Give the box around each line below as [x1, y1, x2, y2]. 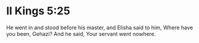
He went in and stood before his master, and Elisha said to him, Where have [6, 24, 194, 31]
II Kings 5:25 [6, 4, 70, 18]
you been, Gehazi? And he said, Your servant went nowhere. [6, 30, 156, 37]
